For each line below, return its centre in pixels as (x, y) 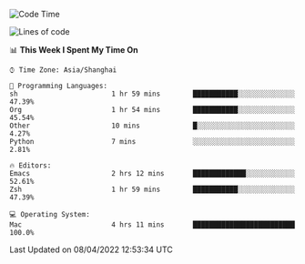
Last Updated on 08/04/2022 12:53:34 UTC (91, 249)
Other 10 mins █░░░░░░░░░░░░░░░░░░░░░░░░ (152, 126)
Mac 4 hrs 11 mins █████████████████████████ (152, 225)
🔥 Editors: (30, 166)
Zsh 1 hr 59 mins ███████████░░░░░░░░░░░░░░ (152, 189)
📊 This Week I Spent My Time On (74, 50)
